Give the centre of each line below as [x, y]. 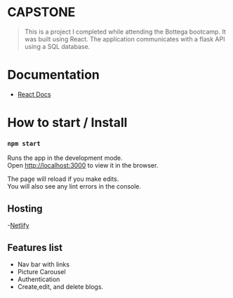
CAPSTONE [41, 12]
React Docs [34, 94]
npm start [24, 143]
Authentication [39, 279]
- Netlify [18, 226]
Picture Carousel [41, 271]
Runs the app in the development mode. [65, 158]
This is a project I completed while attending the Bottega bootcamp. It [125, 32]
